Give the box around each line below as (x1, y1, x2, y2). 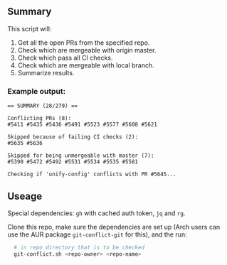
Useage (7, 190, 43, 202)
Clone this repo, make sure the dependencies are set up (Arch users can (7, 222, 221, 231)
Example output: (7, 86, 66, 96)
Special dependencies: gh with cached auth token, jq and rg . (7, 209, 186, 217)
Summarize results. (17, 68, 75, 77)
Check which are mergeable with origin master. (17, 45, 157, 54)
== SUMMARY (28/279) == (7, 102, 78, 109)
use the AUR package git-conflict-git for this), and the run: (7, 230, 187, 239)
